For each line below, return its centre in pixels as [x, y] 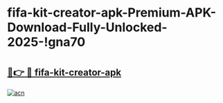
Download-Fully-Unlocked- [87, 27]
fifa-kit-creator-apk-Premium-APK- [112, 13]
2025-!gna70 [46, 42]
